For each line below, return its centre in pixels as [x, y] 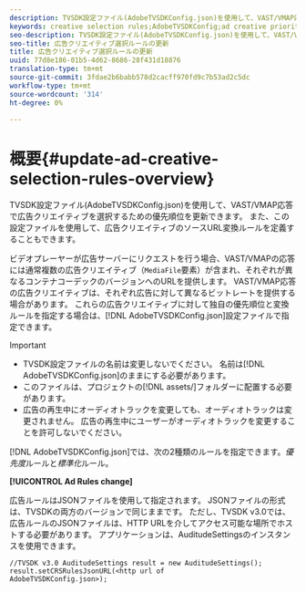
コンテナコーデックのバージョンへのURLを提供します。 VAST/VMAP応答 [161, 281]
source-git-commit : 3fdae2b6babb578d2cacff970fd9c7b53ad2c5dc [130, 78]
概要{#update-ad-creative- [114, 158]
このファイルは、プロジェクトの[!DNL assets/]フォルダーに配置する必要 [158, 387]
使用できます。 [53, 546]
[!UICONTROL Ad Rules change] [71, 482]
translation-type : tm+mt [56, 69]
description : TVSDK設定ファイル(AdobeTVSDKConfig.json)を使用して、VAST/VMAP [152, 18]
